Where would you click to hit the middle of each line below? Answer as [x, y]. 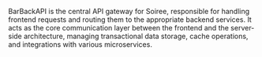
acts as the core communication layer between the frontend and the [118, 28]
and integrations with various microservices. [80, 45]
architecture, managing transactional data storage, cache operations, [136, 36]
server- [242, 28]
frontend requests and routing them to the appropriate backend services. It [130, 20]
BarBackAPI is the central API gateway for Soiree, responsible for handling [129, 11]
